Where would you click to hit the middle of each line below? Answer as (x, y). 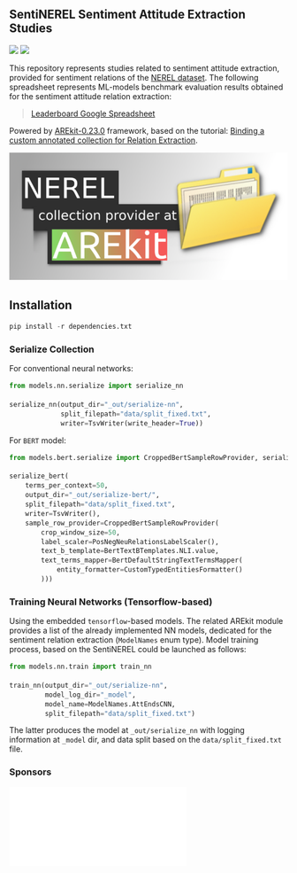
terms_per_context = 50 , (67, 486)
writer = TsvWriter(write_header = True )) (132, 423)
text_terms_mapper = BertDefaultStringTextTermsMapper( (142, 561)
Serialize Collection (52, 349)
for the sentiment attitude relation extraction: (91, 96)
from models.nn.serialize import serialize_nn (96, 386)
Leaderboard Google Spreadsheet (93, 113)
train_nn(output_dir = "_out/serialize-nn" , (88, 685)
